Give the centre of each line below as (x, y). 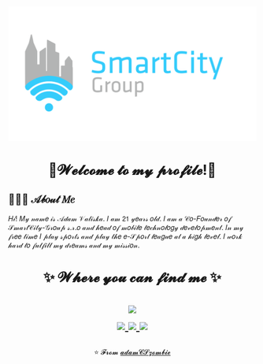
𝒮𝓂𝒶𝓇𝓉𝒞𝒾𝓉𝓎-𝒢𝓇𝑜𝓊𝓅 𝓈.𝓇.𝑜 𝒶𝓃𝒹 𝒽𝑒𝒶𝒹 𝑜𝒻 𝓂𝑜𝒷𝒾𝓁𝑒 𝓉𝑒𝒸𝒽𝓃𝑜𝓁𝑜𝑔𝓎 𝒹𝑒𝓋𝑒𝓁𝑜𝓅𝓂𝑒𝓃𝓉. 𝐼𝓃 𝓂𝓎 (126, 227)
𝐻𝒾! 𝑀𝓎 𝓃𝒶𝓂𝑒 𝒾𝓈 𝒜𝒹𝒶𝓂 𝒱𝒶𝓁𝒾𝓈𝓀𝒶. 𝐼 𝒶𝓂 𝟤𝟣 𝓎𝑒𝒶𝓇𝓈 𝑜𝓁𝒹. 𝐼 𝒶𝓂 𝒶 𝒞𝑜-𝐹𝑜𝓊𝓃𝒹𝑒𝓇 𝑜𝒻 (120, 218)
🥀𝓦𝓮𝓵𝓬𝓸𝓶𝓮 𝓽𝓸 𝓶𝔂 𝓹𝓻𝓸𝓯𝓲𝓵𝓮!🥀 (132, 170)
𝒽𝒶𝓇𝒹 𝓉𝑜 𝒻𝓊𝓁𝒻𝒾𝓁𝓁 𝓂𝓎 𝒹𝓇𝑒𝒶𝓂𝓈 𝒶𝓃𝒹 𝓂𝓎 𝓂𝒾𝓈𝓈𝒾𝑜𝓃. (74, 245)
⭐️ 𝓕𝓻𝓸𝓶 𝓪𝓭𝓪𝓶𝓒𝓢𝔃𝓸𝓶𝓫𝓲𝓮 (132, 351)
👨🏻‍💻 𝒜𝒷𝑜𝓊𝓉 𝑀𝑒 (41, 200)
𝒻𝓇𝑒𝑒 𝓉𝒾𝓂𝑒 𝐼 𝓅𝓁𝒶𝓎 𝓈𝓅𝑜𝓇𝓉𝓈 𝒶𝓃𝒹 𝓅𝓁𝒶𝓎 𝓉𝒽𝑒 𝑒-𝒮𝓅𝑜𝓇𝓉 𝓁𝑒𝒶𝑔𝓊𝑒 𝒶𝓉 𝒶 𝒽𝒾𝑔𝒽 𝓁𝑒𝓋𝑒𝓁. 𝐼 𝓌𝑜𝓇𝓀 (125, 236)
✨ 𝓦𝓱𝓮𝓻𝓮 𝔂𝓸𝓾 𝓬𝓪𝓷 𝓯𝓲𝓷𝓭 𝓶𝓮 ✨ (132, 277)
